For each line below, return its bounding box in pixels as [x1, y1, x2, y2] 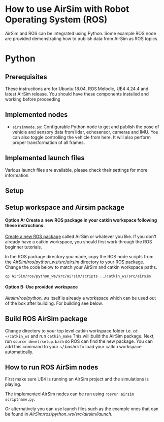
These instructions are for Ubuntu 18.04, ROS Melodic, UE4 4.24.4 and [5, 86, 149, 92]
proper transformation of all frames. [12, 140, 85, 145]
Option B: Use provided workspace [5, 284, 78, 290]
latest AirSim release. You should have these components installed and [5, 91, 149, 97]
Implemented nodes [5, 110, 68, 119]
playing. [5, 381, 21, 387]
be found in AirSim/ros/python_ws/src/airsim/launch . [5, 411, 113, 417]
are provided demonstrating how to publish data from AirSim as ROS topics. [5, 36, 159, 42]
